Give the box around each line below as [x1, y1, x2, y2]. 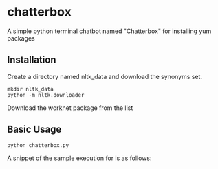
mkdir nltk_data [7, 85, 54, 93]
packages [7, 34, 36, 42]
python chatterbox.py [7, 142, 69, 148]
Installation [7, 54, 56, 66]
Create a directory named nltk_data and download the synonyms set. [7, 72, 203, 80]
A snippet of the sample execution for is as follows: [7, 154, 152, 162]
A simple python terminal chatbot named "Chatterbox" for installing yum [7, 27, 212, 35]
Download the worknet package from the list [7, 104, 133, 112]
